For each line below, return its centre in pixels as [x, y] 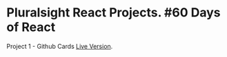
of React [31, 27]
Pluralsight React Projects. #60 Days [113, 13]
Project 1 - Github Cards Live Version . [60, 46]
